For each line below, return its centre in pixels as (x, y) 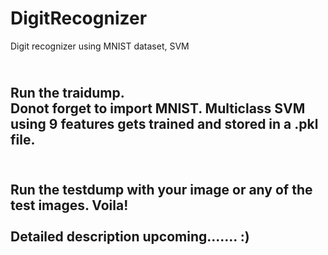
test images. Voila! (69, 205)
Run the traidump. (67, 93)
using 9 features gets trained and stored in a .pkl (164, 124)
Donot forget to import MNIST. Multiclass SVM (158, 108)
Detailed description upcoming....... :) (130, 236)
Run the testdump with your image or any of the (161, 189)
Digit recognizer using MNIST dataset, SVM (100, 46)
